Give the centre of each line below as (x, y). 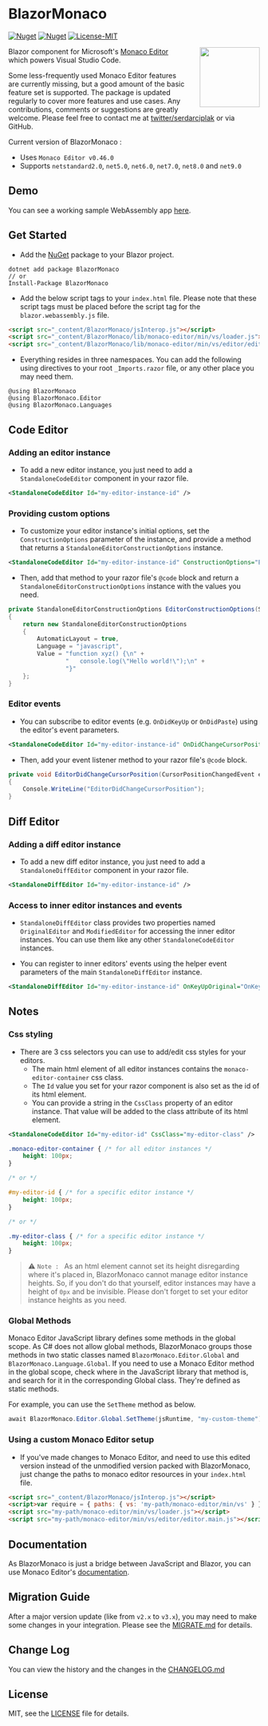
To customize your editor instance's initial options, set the (114, 531)
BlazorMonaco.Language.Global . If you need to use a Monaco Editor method (132, 1363)
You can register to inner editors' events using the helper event (123, 964)
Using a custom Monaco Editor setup (81, 1440)
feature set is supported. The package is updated (89, 92)
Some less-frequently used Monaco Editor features (93, 75)
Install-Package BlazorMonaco (59, 283)
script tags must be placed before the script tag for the (110, 306)
